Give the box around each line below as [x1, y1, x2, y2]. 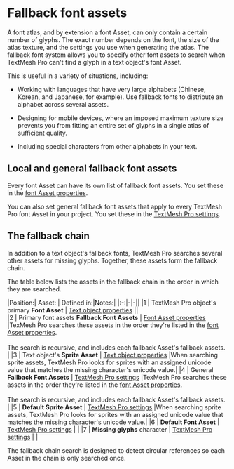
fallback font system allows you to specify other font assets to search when [7, 51, 226, 59]
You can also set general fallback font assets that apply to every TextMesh [7, 202, 223, 211]
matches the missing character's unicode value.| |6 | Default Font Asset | [7, 418, 220, 426]
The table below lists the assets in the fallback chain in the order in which [7, 277, 219, 286]
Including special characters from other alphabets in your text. [17, 142, 198, 150]
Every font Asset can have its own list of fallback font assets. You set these [7, 181, 224, 190]
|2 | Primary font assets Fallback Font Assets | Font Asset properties [7, 313, 206, 322]
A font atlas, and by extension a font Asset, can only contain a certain [7, 28, 208, 37]
